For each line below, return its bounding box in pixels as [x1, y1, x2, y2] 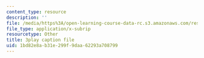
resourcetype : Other [6, 31, 59, 37]
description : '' [6, 14, 47, 21]
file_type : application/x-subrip [6, 25, 91, 32]
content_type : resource [6, 8, 67, 15]
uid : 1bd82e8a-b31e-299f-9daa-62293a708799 [6, 43, 118, 49]
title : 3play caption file [6, 37, 75, 43]
